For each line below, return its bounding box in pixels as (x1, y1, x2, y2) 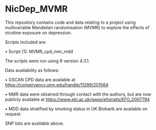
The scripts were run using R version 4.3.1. (5, 58, 90, 64)
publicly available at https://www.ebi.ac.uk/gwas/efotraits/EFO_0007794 (5, 96, 150, 102)
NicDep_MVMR (5, 3, 68, 15)
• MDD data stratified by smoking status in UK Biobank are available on (5, 106, 148, 112)
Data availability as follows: (5, 67, 59, 73)
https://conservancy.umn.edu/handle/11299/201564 (5, 81, 108, 88)
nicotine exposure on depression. (5, 30, 72, 35)
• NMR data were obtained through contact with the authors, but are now (5, 91, 152, 97)
